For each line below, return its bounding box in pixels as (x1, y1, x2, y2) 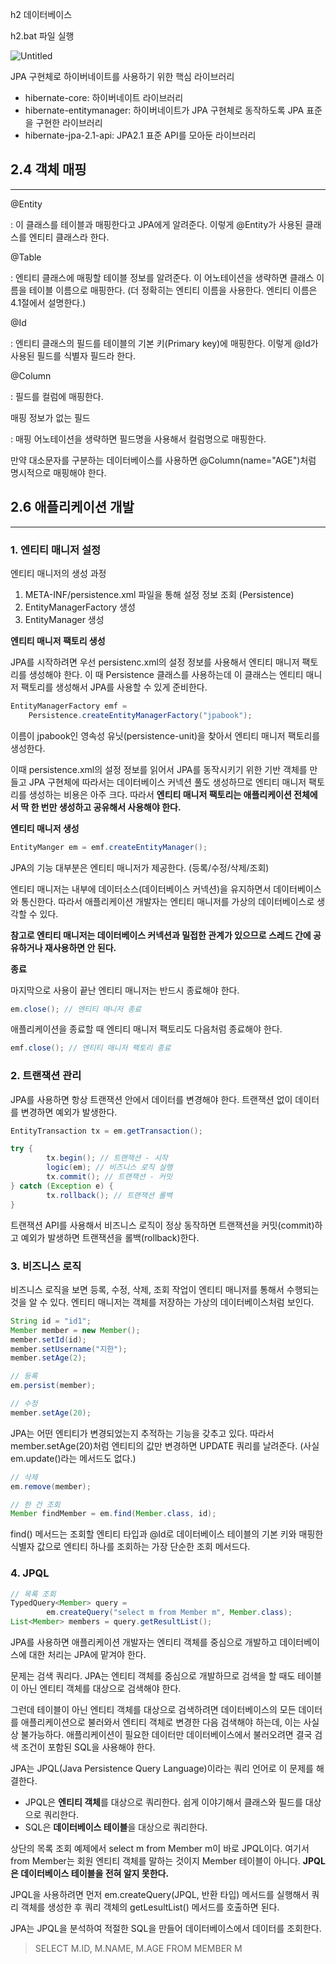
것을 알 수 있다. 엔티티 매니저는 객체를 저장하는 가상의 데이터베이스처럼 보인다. (10, 1296, 315, 1308)
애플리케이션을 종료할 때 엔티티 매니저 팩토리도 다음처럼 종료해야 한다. (10, 1023, 283, 1035)
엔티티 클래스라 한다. (28, 231, 110, 243)
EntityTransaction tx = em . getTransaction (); (10, 1126, 203, 1136)
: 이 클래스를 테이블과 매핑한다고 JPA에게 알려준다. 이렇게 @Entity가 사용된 (10, 218, 303, 230)
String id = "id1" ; (10, 1316, 92, 1326)
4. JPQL (10, 1566, 50, 1580)
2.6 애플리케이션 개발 (10, 499, 135, 516)
